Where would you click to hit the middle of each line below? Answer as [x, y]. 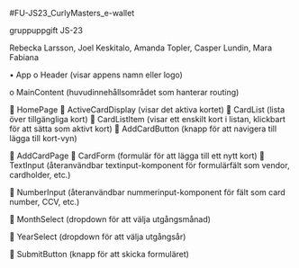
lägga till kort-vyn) [44, 138]
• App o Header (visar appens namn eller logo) [96, 75]
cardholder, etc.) [40, 175]
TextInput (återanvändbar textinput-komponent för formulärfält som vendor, [149, 165]
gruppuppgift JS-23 [46, 30]
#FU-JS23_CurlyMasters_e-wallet [72, 13]
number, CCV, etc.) [45, 202]
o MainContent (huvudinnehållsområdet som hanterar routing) [124, 92]
